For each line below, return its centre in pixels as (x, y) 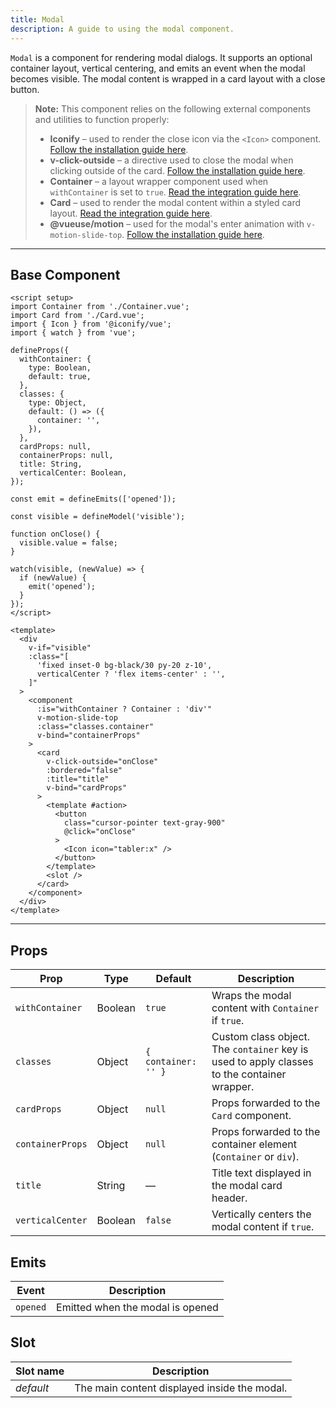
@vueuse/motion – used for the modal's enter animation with (177, 223)
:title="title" (78, 779)
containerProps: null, (66, 456)
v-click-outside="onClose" (102, 762)
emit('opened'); (62, 587)
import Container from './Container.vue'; (100, 307)
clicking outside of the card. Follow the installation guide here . (177, 170)
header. (229, 1198)
